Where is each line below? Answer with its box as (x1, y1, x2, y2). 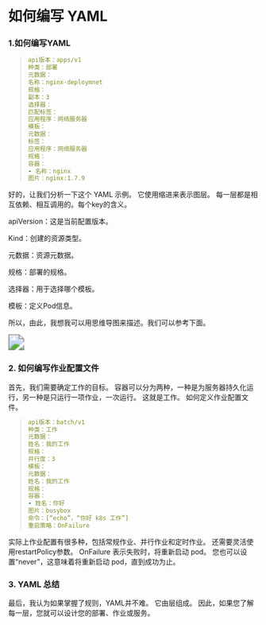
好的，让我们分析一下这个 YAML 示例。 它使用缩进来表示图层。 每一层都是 (8, 190, 252, 200)
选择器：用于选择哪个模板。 (8, 284, 99, 294)
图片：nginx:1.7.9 (27, 174, 86, 183)
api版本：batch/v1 (27, 418, 86, 426)
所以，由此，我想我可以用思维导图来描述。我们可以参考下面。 (8, 318, 210, 328)
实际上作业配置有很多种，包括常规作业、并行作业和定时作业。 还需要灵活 (8, 537, 247, 546)
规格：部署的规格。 (8, 267, 71, 277)
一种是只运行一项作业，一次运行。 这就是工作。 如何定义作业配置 (29, 392, 242, 402)
